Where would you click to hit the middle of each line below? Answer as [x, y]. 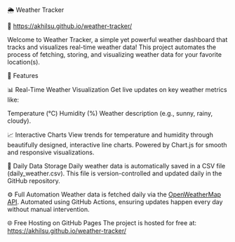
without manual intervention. [48, 209]
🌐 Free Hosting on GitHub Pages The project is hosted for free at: [102, 223]
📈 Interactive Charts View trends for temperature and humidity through [110, 135]
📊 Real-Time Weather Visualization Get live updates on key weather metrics [117, 89]
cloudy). [19, 121]
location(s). [24, 62]
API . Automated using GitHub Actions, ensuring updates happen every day [115, 202]
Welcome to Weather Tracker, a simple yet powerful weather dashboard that [117, 40]
